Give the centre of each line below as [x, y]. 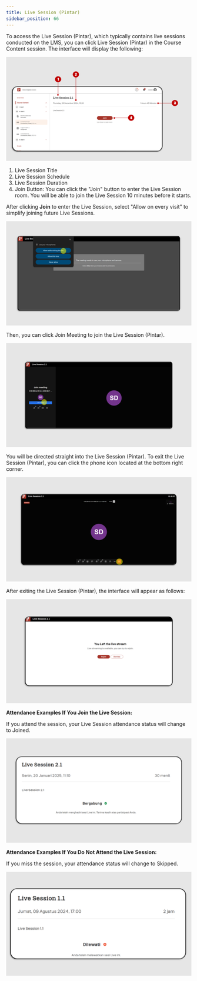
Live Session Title [36, 170]
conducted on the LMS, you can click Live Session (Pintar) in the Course [94, 42]
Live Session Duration [41, 183]
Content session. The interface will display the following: [74, 48]
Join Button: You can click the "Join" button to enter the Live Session [98, 189]
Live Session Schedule [42, 177]
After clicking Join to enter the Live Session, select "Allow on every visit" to [97, 207]
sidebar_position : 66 [33, 19]
